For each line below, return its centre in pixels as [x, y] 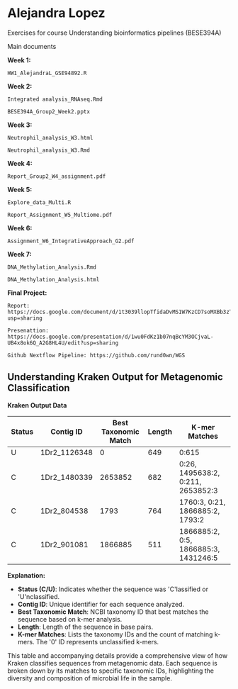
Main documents [32, 46]
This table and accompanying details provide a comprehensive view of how [118, 655]
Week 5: [20, 189]
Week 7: [19, 254]
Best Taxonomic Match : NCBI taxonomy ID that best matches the [113, 612]
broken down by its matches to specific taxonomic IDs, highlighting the [111, 671]
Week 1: [19, 60]
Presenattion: [28, 330]
